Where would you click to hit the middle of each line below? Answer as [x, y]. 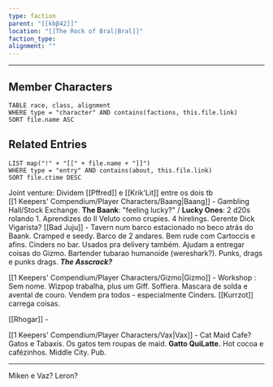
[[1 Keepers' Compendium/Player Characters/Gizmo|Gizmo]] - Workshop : [132, 277]
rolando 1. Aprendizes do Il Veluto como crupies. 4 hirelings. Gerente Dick [132, 218]
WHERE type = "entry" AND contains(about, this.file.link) [110, 170]
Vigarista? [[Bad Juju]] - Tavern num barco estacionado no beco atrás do [131, 227]
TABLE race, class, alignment [60, 105]
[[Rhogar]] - [28, 319]
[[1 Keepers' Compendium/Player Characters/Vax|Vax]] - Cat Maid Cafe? [130, 335]
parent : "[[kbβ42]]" [43, 24]
